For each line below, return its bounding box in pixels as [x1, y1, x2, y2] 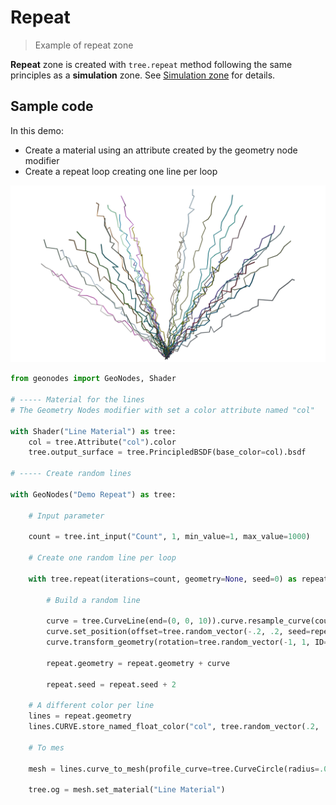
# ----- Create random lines [10, 469, 132, 479]
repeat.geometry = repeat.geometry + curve [46, 658, 230, 668]
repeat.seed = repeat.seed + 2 [46, 679, 177, 690]
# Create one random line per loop [28, 553, 177, 563]
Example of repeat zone [34, 39, 134, 51]
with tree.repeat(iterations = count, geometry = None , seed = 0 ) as [28, 574, 298, 584]
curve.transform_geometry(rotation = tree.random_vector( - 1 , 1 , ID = [46, 637, 329, 648]
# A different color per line [28, 701, 155, 711]
